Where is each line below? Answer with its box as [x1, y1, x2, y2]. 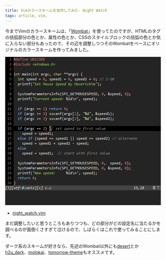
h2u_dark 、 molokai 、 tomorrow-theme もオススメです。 [5, 249, 118, 255]
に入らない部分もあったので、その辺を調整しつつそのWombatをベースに [5, 40, 152, 46]
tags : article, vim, [5, 13, 48, 18]
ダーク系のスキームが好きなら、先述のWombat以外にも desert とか [5, 243, 139, 249]
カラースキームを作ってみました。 [22, 46, 91, 52]
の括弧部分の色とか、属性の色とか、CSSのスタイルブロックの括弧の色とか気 [5, 34, 161, 40]
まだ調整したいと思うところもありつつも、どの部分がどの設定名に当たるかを [5, 220, 161, 226]
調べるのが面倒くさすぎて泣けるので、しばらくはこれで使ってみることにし [5, 226, 157, 232]
